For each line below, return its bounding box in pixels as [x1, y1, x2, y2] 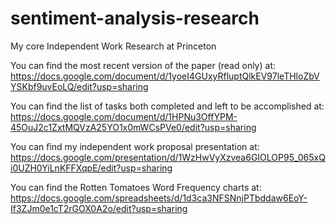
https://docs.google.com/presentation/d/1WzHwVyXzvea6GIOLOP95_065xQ [10, 151, 326, 163]
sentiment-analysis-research [10, 7, 260, 30]
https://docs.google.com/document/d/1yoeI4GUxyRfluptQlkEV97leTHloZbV [10, 70, 320, 82]
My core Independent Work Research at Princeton [10, 40, 217, 52]
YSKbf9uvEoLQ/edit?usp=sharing [10, 80, 149, 92]
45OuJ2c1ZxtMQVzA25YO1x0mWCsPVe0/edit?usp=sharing [10, 121, 257, 133]
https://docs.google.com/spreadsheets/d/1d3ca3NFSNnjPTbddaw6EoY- [10, 192, 308, 204]
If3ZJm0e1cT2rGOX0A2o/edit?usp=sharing [10, 202, 188, 214]
